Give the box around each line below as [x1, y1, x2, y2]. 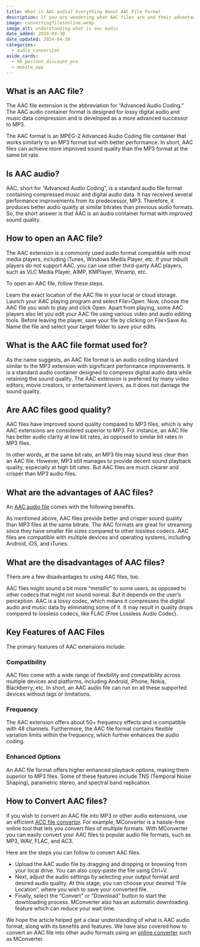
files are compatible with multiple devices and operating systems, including [6, 534, 191, 541]
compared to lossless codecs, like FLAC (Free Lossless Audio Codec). [6, 610, 178, 617]
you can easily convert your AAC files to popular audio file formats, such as [6, 831, 192, 838]
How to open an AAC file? [6, 233, 103, 244]
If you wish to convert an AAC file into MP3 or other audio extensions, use [6, 812, 187, 819]
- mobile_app [11, 64, 44, 70]
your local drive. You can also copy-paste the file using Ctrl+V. [14, 867, 168, 874]
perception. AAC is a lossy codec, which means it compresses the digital [6, 597, 185, 605]
